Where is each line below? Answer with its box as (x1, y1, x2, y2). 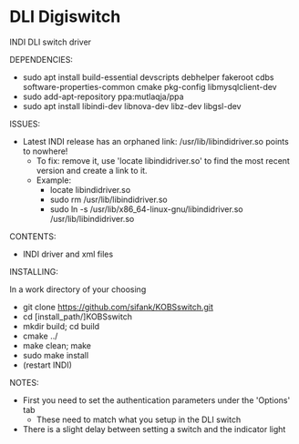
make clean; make (22, 339, 92, 351)
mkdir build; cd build (22, 320, 100, 331)
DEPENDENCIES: (9, 54, 73, 65)
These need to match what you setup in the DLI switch (36, 414, 242, 425)
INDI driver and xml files (22, 248, 114, 259)
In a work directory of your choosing (9, 284, 147, 295)
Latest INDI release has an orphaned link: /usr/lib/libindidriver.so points (22, 136, 289, 146)
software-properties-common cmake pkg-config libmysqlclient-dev (22, 81, 277, 92)
